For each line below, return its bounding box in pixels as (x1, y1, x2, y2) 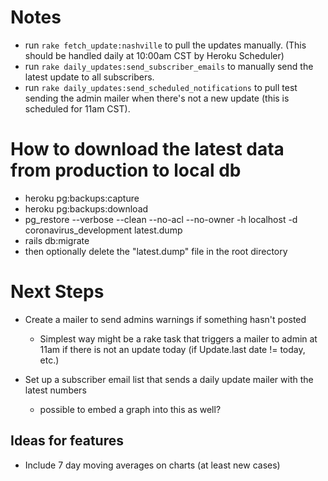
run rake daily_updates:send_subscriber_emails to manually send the (24, 60, 314, 72)
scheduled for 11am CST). (24, 102, 131, 115)
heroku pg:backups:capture (24, 192, 140, 204)
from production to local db (10, 159, 242, 182)
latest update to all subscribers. (24, 71, 155, 83)
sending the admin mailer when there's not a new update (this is (24, 92, 290, 104)
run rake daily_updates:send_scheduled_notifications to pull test (24, 81, 298, 93)
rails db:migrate (24, 234, 90, 246)
